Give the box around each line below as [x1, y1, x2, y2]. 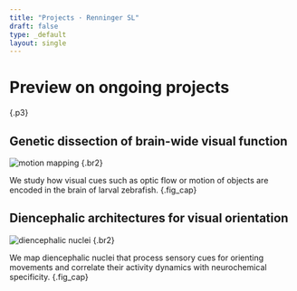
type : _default [9, 30, 67, 39]
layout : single [9, 38, 67, 48]
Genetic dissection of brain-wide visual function [9, 133, 288, 149]
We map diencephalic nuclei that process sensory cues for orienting [9, 252, 264, 263]
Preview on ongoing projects [9, 78, 230, 98]
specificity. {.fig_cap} [9, 271, 89, 282]
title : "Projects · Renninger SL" [9, 13, 140, 23]
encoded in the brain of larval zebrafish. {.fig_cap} [9, 184, 197, 195]
